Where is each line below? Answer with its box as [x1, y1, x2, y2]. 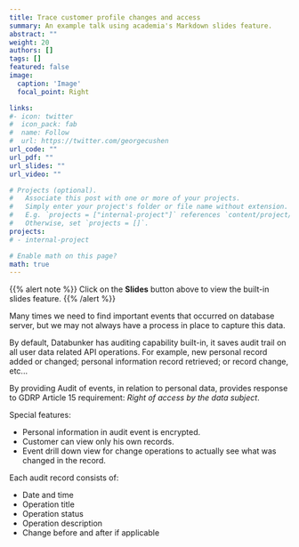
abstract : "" [9, 29, 58, 38]
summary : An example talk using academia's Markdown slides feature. [9, 21, 273, 30]
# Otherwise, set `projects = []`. [9, 219, 149, 228]
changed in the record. [21, 455, 107, 466]
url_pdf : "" [9, 153, 53, 162]
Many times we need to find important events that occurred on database [9, 310, 275, 321]
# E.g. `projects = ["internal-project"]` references [9, 211, 221, 220]
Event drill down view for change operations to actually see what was [21, 446, 277, 456]
